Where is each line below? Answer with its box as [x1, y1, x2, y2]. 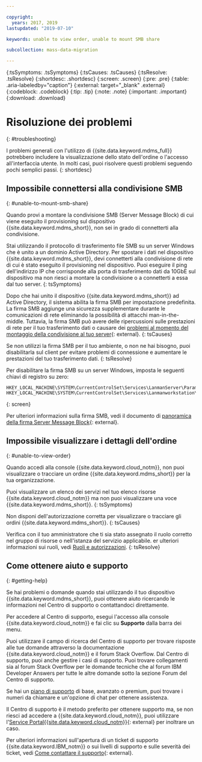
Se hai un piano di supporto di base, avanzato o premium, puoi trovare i [6, 687, 183, 695]
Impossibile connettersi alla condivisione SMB [6, 184, 183, 194]
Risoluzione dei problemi [6, 116, 132, 129]
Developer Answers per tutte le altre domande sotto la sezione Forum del [6, 669, 188, 677]
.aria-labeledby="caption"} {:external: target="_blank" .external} [6, 82, 165, 89]
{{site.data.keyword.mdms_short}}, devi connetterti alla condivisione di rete [6, 255, 194, 262]
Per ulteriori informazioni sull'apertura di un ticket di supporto [6, 736, 159, 743]
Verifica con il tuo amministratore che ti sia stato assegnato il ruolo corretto [6, 530, 192, 537]
